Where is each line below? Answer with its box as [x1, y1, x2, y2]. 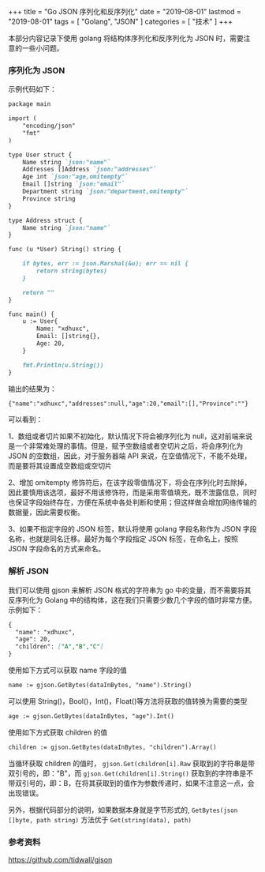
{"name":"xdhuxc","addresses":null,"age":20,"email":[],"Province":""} [8, 400, 248, 408]
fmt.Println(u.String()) [22, 361, 104, 369]
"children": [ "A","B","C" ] [15, 643, 104, 651]
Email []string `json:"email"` [22, 180, 125, 188]
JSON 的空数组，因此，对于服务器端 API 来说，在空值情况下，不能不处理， [8, 451, 252, 460]
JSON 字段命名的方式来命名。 [8, 544, 106, 554]
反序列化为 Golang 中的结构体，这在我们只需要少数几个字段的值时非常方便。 [8, 595, 256, 604]
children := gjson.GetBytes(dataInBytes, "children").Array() [8, 743, 217, 751]
